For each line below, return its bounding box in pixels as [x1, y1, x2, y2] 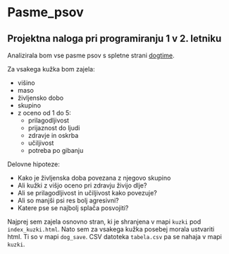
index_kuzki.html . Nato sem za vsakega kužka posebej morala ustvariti [7, 225, 215, 233]
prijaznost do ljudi [27, 124, 80, 132]
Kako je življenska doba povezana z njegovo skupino [17, 174, 171, 182]
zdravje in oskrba [27, 132, 79, 139]
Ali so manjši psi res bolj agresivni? [17, 196, 120, 204]
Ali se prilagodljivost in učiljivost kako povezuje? [17, 189, 157, 197]
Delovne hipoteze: [7, 160, 60, 168]
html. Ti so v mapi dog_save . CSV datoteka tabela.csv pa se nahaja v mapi [7, 233, 222, 241]
